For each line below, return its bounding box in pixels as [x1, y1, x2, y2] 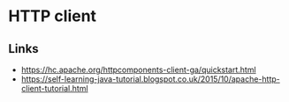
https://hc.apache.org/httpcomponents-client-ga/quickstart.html [20, 64, 257, 75]
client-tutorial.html [20, 84, 89, 93]
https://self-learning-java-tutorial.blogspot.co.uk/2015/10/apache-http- [20, 74, 280, 84]
